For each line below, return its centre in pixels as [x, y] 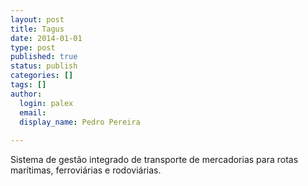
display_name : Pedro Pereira [80, 122]
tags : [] [28, 85]
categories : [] [42, 76]
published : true [44, 57]
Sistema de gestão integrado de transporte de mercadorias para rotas [154, 160]
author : [26, 94]
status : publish [44, 66]
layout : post [37, 19]
